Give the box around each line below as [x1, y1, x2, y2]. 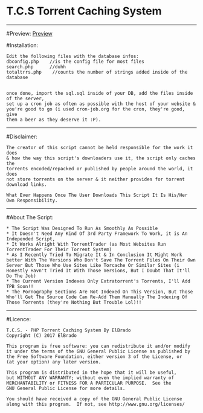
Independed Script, [6, 235, 56, 242]
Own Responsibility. [6, 197, 59, 203]
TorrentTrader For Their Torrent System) [6, 246, 112, 252]
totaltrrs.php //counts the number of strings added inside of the [6, 69, 188, 75]
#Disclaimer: [6, 133, 38, 140]
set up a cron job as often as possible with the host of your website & [6, 101, 196, 107]
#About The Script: [6, 213, 54, 221]
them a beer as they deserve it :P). [6, 117, 101, 123]
